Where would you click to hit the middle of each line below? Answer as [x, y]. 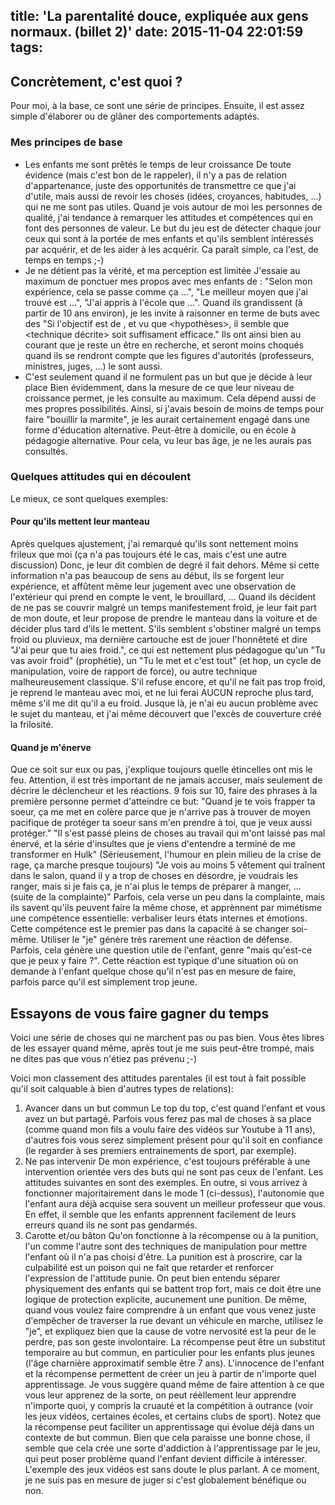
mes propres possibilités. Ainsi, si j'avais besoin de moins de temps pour [174, 408]
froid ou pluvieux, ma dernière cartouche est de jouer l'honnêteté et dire [159, 639]
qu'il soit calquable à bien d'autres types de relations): [122, 1089]
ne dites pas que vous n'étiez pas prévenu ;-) [104, 1059]
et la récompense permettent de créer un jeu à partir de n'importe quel [170, 1374]
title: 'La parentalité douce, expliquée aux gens [159, 16]
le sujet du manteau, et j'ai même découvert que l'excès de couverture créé [166, 713]
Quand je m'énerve [51, 747]
